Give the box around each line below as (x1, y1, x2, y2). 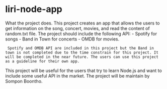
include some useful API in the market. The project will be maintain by (5, 72, 150, 78)
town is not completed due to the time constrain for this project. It (5, 50, 158, 55)
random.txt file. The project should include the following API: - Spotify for (5, 30, 157, 36)
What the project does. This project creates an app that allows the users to (5, 20, 160, 26)
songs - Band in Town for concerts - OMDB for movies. (5, 36, 120, 42)
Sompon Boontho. (5, 78, 43, 84)
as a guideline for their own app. (5, 58, 80, 63)
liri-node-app (5, 3, 62, 15)
